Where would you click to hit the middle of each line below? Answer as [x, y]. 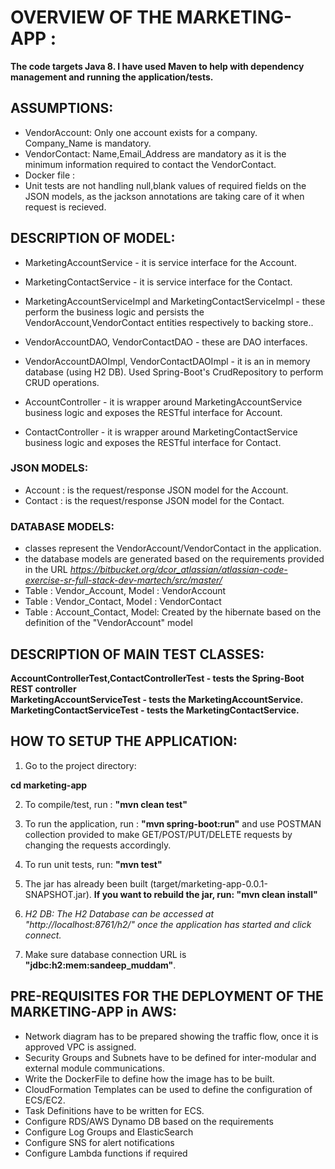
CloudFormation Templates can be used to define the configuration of [168, 1089]
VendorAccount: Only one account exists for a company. [141, 132]
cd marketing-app [49, 785]
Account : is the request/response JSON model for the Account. [156, 490]
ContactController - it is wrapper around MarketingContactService [161, 432]
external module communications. [95, 1068]
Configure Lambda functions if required [106, 1153]
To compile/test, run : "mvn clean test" [106, 804]
